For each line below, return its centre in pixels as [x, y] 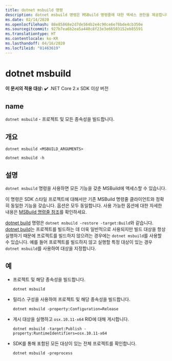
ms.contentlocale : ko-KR [32, 39]
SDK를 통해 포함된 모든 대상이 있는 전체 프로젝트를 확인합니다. [74, 343]
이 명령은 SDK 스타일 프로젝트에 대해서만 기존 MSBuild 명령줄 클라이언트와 [80, 199]
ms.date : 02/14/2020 [27, 19]
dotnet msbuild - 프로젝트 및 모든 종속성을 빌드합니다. [60, 119]
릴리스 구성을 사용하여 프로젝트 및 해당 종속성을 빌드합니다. [71, 299]
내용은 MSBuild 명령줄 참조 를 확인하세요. [46, 212]
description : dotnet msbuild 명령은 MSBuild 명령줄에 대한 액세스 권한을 [78, 15]
